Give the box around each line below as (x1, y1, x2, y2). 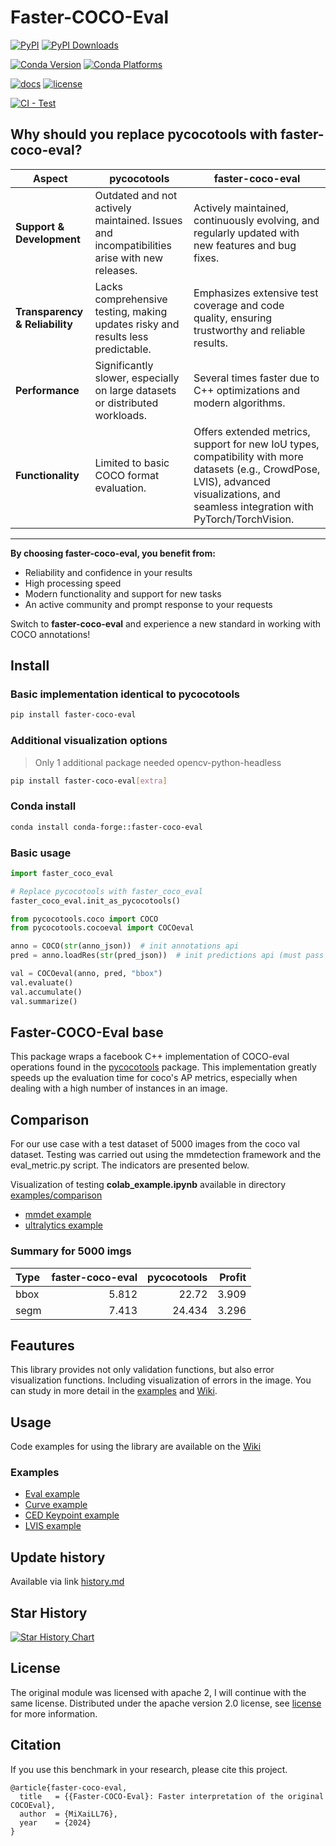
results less (94, 329, 149, 343)
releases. (94, 263, 138, 277)
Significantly (94, 358, 154, 372)
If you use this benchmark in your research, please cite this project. (10, 1763, 288, 1775)
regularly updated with (193, 226, 300, 240)
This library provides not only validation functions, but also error (10, 1364, 275, 1376)
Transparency (15, 304, 84, 318)
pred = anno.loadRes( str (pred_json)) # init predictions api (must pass (10, 951, 325, 961)
